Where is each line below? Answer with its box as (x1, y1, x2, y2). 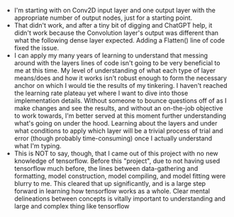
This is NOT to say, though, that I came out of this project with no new (13, 149, 218, 157)
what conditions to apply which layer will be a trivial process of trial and (13, 127, 223, 135)
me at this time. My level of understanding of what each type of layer (13, 67, 216, 74)
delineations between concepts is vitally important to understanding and (13, 194, 225, 203)
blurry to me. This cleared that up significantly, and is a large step (13, 179, 206, 187)
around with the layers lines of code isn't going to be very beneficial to (13, 59, 221, 67)
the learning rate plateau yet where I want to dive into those (13, 89, 189, 97)
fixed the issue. (13, 44, 59, 52)
